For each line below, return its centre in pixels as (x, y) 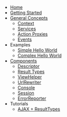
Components (23, 61)
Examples (20, 45)
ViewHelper (29, 77)
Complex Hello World (40, 55)
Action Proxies (32, 34)
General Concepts (29, 18)
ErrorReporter (32, 98)
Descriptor (28, 66)
